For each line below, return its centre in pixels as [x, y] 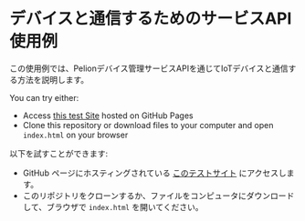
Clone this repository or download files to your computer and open [148, 125]
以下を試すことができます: [59, 153]
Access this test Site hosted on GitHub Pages [108, 116]
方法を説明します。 [53, 79]
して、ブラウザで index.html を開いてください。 [113, 206]
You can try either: [44, 97]
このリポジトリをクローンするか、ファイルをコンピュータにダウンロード [158, 196]
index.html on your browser [75, 135]
